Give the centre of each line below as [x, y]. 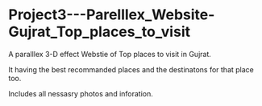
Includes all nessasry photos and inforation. [81, 93]
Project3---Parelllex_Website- [112, 15]
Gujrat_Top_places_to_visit [100, 32]
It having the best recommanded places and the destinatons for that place [131, 69]
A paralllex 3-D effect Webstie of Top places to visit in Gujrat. [110, 54]
